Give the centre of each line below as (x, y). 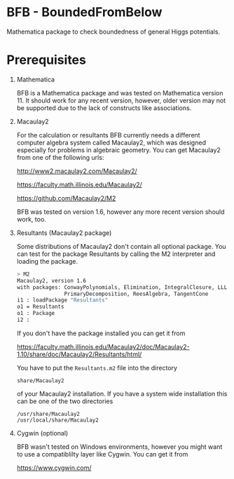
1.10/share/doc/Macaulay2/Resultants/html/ (79, 354)
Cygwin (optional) (42, 433)
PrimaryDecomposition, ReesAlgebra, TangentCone (136, 294)
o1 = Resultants (40, 307)
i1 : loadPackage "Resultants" (62, 300)
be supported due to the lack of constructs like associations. (104, 108)
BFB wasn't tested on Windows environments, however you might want (119, 447)
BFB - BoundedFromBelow (84, 12)
